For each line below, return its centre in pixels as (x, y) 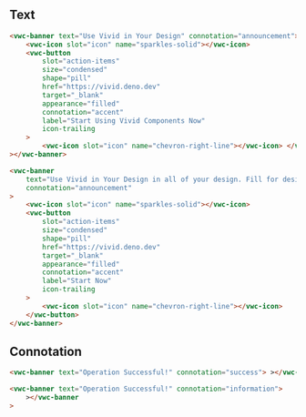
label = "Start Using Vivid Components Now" (124, 121)
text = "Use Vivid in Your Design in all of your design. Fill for (153, 179)
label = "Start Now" (77, 281)
